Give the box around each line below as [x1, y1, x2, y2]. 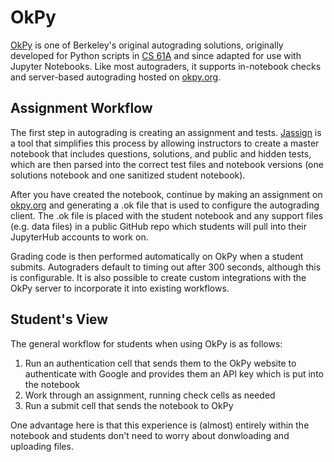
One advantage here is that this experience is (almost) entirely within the [10, 419, 310, 431]
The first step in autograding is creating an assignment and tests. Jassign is [10, 126, 322, 138]
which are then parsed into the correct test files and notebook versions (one [10, 158, 324, 170]
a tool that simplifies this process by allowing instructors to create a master [10, 137, 320, 149]
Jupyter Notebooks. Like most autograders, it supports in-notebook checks [10, 60, 322, 72]
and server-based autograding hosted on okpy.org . [10, 71, 222, 83]
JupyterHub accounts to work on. [10, 231, 149, 243]
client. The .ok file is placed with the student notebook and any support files [10, 209, 324, 221]
